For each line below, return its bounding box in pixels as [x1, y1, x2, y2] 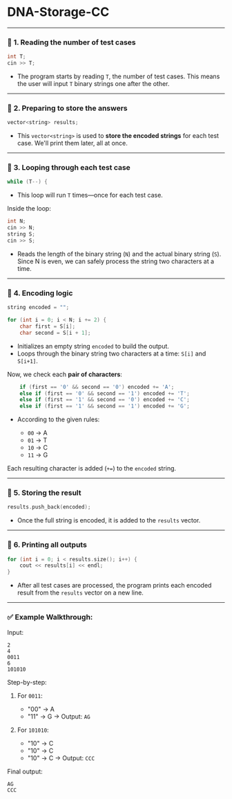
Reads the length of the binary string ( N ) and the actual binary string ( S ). [17, 249, 222, 258]
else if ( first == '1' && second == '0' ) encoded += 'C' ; [19, 396, 190, 403]
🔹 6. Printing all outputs [7, 540, 88, 550]
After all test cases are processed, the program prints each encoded [17, 581, 212, 590]
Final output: [7, 767, 43, 775]
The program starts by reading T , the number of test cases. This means [17, 72, 220, 80]
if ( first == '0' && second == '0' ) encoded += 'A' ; [19, 383, 175, 390]
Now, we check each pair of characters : [7, 370, 123, 378]
